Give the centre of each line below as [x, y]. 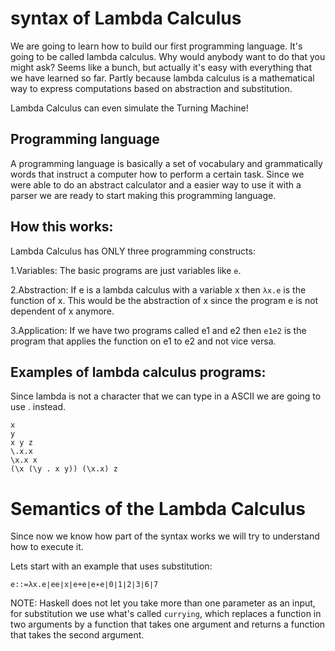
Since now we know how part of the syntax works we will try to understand [165, 536]
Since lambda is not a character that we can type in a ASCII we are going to [166, 396]
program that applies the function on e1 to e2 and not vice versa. [143, 341]
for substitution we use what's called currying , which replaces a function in [166, 614]
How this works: [62, 227]
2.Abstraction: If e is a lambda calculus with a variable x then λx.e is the [158, 289]
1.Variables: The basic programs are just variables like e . [126, 270]
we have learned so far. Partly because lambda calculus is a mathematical [162, 78]
